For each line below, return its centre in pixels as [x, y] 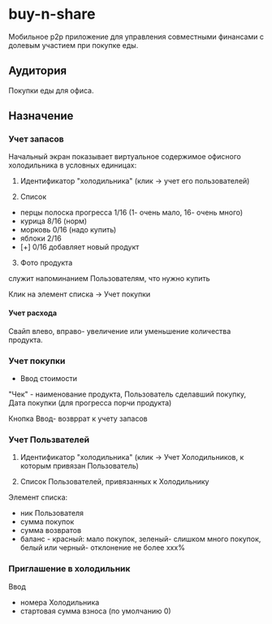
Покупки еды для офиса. [51, 90]
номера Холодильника [60, 602]
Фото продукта [46, 263]
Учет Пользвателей [49, 440]
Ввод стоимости [48, 378]
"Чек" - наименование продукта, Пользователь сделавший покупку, [127, 394]
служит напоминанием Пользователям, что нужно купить [109, 279]
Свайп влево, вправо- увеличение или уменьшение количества [120, 331]
